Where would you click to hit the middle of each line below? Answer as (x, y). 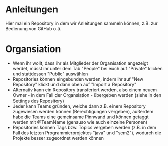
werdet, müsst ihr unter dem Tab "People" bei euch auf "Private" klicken (88, 68)
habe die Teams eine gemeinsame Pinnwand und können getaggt (80, 117)
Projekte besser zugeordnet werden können (58, 138)
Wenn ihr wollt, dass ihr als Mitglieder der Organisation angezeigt (80, 63)
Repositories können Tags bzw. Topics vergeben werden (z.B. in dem (84, 127)
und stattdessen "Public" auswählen (50, 74)
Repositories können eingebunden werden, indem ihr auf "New (78, 79)
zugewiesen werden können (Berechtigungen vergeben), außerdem (83, 111)
